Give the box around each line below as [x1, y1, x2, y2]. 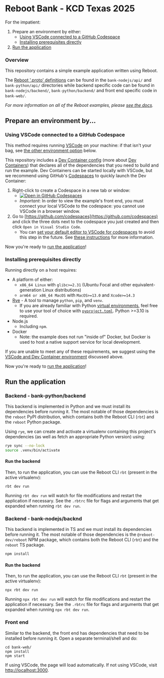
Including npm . [19, 324, 47, 329]
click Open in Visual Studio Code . [12, 224, 82, 229]
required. [19, 313, 38, 319]
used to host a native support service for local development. [19, 339, 141, 345]
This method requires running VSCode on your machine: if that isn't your [5, 142, 152, 148]
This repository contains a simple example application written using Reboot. [5, 68, 158, 74]
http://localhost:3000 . [5, 667, 49, 673]
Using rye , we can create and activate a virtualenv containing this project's [5, 428, 156, 434]
